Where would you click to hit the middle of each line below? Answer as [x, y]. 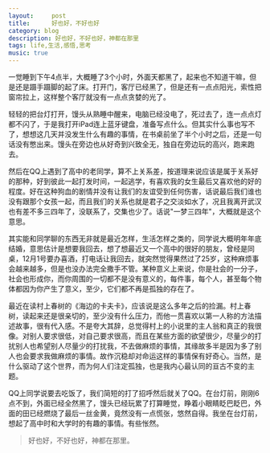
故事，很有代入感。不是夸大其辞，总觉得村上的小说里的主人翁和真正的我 [135, 326]
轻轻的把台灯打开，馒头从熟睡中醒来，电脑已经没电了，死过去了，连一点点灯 [135, 114]
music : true [28, 53]
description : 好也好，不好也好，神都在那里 [74, 38]
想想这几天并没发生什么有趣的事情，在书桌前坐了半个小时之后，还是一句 [142, 134]
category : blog [34, 31]
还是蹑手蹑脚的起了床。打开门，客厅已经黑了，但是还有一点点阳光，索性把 [138, 87]
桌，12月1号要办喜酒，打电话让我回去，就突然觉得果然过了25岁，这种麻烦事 [134, 259]
